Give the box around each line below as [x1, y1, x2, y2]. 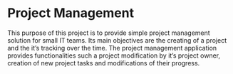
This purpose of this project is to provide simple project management [7, 28, 210, 37]
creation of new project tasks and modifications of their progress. [7, 58, 200, 67]
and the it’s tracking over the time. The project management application [7, 43, 217, 52]
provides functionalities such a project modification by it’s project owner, [7, 51, 221, 60]
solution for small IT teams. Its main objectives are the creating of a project [7, 36, 227, 44]
